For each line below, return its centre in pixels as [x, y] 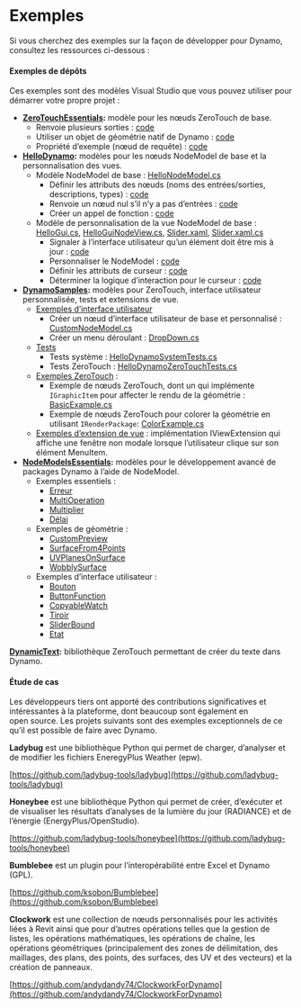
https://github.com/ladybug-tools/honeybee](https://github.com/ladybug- [149, 839]
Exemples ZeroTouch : [77, 376]
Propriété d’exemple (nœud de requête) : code [122, 147]
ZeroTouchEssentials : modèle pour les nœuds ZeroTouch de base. [147, 118]
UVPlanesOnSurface [87, 558]
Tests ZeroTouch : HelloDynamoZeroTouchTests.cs [143, 366]
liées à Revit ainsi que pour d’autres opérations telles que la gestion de [140, 929]
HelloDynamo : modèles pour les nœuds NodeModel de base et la [144, 156]
